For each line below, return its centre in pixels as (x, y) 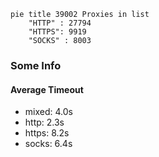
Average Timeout (47, 89)
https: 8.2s (47, 133)
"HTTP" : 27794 (60, 23)
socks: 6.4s (48, 144)
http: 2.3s (44, 122)
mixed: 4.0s (48, 112)
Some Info (36, 65)
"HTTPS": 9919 (57, 32)
